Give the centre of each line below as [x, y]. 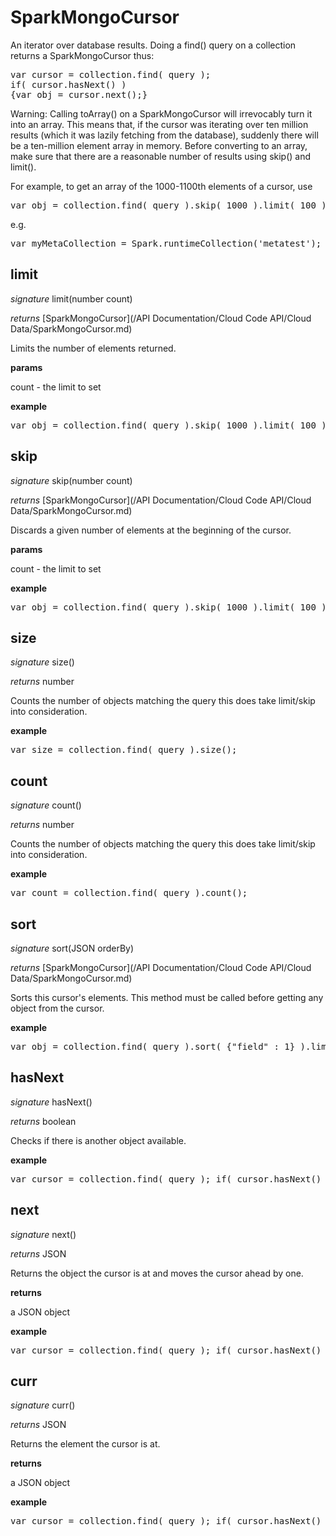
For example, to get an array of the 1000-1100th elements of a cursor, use [161, 186]
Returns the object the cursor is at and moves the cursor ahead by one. [157, 1273]
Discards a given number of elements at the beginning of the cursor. [151, 530]
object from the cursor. [57, 1008]
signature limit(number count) [71, 298]
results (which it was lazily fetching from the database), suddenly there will [164, 135]
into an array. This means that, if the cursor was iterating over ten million [159, 124]
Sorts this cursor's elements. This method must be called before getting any [167, 997]
